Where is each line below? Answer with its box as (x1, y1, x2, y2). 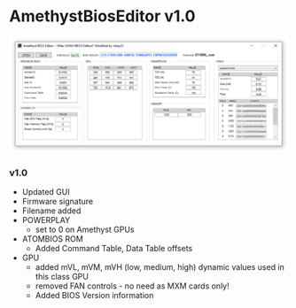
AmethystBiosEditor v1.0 (9, 6, 196, 27)
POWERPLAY (21, 215, 71, 226)
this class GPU (35, 272, 89, 282)
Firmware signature (21, 196, 94, 207)
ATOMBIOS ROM (21, 234, 84, 244)
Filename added (21, 205, 82, 216)
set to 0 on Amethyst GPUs (35, 224, 135, 235)
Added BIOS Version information (35, 290, 154, 301)
